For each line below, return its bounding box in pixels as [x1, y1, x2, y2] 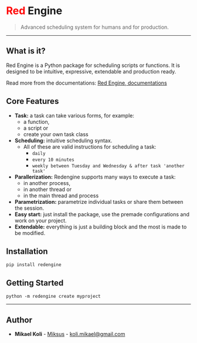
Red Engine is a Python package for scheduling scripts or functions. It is [6, 62, 181, 69]
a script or [23, 125, 49, 132]
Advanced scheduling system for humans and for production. [20, 23, 169, 31]
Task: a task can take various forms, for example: [14, 112, 135, 119]
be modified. [14, 229, 46, 236]
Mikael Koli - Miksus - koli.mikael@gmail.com [14, 331, 125, 337]
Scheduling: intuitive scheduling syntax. [14, 137, 113, 144]
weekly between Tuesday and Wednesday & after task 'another [32, 163, 185, 169]
